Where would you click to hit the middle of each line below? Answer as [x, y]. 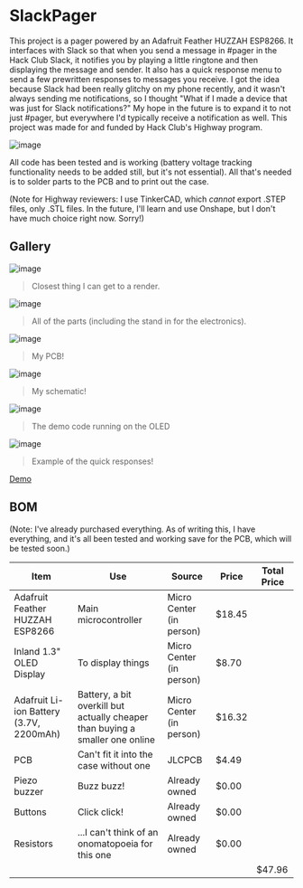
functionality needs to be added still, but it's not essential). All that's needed [151, 172]
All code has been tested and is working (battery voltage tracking [131, 162]
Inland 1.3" [37, 651]
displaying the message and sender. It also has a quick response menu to [146, 70]
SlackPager [53, 16]
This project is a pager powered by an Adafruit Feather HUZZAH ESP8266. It [151, 41]
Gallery [30, 246]
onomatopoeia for [115, 844]
